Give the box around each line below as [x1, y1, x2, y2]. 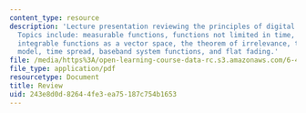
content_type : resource [9, 13, 100, 23]
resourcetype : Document [9, 73, 100, 82]
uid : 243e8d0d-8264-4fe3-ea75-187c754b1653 [9, 89, 178, 98]
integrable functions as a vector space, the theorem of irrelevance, [17, 38, 291, 48]
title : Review [9, 81, 64, 90]
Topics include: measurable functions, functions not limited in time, [17, 30, 296, 39]
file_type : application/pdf [9, 65, 117, 74]
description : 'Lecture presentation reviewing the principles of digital [9, 22, 296, 31]
